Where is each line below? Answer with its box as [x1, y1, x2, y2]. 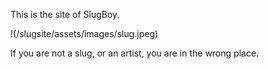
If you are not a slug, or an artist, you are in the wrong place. [10, 47, 260, 59]
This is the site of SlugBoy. [10, 9, 120, 20]
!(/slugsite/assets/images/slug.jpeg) [10, 28, 159, 39]
